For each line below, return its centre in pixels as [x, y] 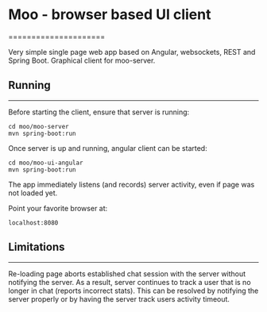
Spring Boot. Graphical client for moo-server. [82, 60]
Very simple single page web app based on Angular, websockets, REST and [132, 52]
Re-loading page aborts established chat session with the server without [127, 273]
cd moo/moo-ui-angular [46, 163]
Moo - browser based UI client [110, 15]
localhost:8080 [33, 223]
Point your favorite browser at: [58, 208]
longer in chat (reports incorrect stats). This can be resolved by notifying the [133, 291]
